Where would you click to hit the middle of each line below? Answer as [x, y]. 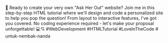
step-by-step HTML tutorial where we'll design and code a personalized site [84, 13]
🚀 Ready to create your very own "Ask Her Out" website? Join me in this [80, 8]
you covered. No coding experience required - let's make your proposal [80, 23]
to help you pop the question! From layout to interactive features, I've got [81, 18]
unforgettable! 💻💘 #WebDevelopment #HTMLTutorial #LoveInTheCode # [82, 29]
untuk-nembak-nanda [28, 36]
